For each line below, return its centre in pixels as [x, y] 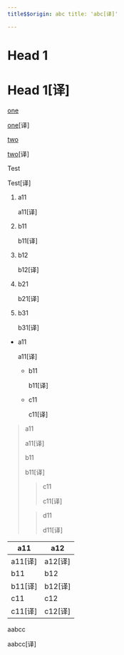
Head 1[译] [38, 90]
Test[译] [19, 183]
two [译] [19, 154]
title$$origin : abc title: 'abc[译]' [63, 14]
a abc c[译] [22, 644]
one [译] [19, 125]
